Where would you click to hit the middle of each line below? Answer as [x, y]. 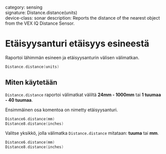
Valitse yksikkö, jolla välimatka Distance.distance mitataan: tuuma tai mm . [82, 133]
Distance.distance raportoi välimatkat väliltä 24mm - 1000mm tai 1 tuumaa [83, 95]
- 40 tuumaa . [19, 100]
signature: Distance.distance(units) [41, 13]
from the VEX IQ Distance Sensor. [40, 23]
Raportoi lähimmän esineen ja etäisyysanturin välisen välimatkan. [72, 57]
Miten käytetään [31, 83]
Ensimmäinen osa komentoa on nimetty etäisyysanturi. [62, 110]
